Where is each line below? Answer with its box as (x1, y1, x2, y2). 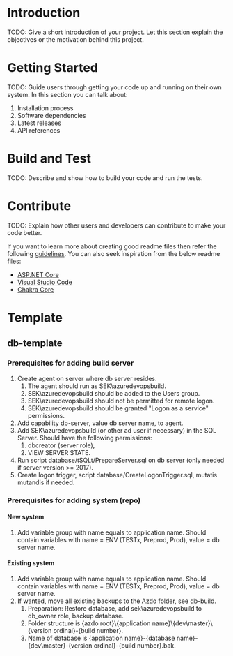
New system (7, 513, 45, 521)
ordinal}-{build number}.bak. (93, 641, 176, 650)
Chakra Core (17, 285, 54, 294)
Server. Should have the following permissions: (17, 433, 152, 442)
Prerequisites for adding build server (7, 358, 134, 368)
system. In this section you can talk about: (7, 90, 128, 98)
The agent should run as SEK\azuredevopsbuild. (27, 382, 167, 390)
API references (17, 126, 61, 134)
